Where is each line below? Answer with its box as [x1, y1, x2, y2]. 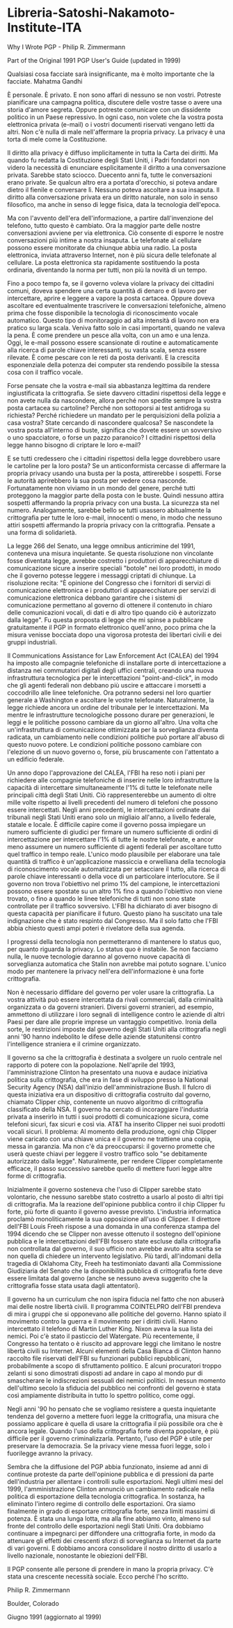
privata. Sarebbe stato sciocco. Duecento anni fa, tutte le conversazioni [7, 171, 212, 179]
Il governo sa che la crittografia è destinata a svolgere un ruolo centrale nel [7, 1053, 223, 1062]
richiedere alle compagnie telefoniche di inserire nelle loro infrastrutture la [7, 775, 220, 784]
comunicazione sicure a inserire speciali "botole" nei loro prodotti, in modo [7, 564, 221, 572]
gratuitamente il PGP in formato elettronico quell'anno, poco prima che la [7, 623, 216, 631]
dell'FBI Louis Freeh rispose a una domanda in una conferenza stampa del [7, 1222, 220, 1230]
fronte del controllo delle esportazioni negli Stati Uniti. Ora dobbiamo [7, 1521, 204, 1530]
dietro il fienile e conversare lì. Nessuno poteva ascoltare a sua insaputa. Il [7, 185, 220, 194]
